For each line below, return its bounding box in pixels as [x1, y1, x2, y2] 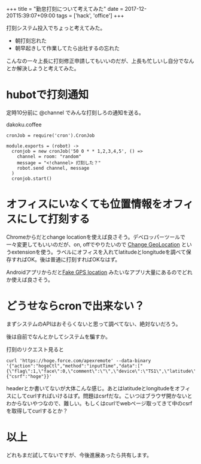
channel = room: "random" [17, 153, 82, 159]
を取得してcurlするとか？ [6, 407, 68, 414]
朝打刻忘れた [14, 37, 47, 44]
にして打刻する [17, 212, 90, 226]
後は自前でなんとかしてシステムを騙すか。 [6, 333, 111, 340]
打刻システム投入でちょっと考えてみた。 [6, 25, 106, 31]
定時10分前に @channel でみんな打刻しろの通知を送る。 [6, 109, 145, 116]
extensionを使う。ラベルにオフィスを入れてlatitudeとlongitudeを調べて [11, 248, 187, 255]
